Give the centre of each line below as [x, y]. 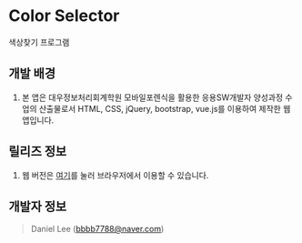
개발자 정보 [38, 206]
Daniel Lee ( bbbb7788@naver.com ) [97, 229]
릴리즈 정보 [38, 152]
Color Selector [64, 16]
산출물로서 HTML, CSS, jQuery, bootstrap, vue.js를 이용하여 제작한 [160, 108]
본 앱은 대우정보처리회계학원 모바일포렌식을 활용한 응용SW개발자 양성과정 [152, 97]
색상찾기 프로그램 [39, 42]
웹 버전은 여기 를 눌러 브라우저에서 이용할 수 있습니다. [115, 175]
